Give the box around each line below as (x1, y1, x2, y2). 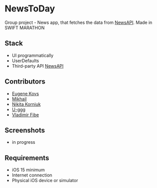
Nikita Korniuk (11, 101, 41, 107)
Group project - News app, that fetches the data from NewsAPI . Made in (4, 19, 153, 25)
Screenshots (4, 126, 45, 134)
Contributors (4, 78, 46, 86)
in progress (11, 139, 35, 145)
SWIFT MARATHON (4, 24, 45, 30)
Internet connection (11, 172, 53, 178)
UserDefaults (11, 58, 39, 64)
